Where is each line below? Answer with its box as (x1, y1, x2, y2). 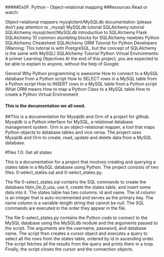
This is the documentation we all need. (5, 103, 86, 109)
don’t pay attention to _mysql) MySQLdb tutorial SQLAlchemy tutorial (5, 24, 145, 30)
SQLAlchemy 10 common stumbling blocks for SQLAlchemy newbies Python (5, 35, 160, 40)
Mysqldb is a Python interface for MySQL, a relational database (5, 119, 134, 125)
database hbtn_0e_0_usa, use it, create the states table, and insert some (5, 184, 151, 190)
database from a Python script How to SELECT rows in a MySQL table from (5, 76, 157, 81)
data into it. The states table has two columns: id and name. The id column (5, 189, 156, 195)
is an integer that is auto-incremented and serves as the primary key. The (5, 195, 154, 201)
